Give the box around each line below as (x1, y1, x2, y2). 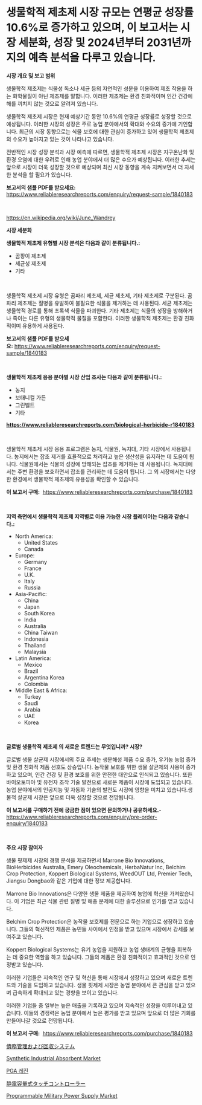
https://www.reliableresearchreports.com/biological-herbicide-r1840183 (6, 421, 195, 428)
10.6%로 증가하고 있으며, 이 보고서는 (6, 21, 178, 34)
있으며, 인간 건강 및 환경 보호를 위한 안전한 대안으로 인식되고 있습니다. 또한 (17, 771, 193, 778)
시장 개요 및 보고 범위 (6, 72, 55, 79)
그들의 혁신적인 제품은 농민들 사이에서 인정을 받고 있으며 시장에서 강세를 (19, 925, 188, 933)
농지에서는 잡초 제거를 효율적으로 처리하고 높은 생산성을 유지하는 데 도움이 (14, 453, 188, 460)
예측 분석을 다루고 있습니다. (28, 51, 156, 65)
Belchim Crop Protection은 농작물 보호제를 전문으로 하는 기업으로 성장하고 (6, 918, 183, 925)
